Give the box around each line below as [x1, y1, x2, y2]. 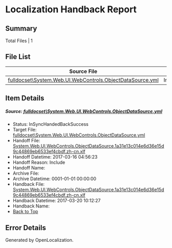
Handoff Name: [12, 165, 45, 171]
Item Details [5, 94, 45, 103]
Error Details [5, 223, 46, 232]
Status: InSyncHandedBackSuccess [12, 121, 89, 127]
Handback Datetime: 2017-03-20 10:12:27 [12, 198, 101, 204]
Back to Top [12, 208, 38, 215]
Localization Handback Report [5, 4, 137, 15]
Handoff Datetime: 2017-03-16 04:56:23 [12, 154, 98, 160]
